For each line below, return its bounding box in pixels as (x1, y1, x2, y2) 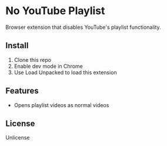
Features (5, 86, 39, 96)
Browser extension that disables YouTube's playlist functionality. (5, 24, 161, 31)
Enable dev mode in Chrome (14, 62, 83, 69)
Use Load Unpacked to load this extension (14, 69, 117, 76)
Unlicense (5, 134, 30, 141)
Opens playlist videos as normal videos (14, 101, 109, 108)
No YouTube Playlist (5, 4, 105, 18)
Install (5, 41, 29, 51)
